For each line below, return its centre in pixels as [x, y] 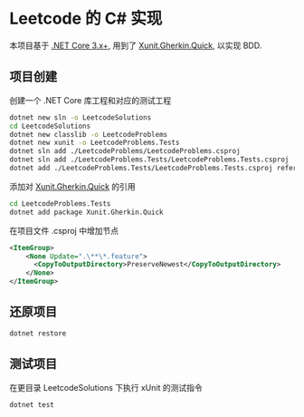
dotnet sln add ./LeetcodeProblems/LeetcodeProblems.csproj [125, 151]
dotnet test [32, 404]
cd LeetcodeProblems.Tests [60, 204]
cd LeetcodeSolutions [50, 126]
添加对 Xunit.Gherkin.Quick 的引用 [72, 186]
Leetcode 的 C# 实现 [86, 19]
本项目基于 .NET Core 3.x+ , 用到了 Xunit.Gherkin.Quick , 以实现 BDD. [136, 45]
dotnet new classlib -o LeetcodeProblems [89, 134]
